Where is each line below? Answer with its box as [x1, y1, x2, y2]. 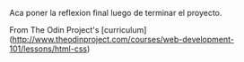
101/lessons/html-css [9, 43, 88, 54]
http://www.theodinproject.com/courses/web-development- [12, 35, 235, 44]
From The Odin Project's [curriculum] [9, 25, 147, 35]
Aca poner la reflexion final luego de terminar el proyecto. [9, 8, 222, 18]
